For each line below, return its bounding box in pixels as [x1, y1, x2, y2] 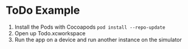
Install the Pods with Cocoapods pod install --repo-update [14, 23, 165, 30]
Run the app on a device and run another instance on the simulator [14, 36, 182, 43]
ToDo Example [5, 4, 80, 17]
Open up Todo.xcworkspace [14, 29, 86, 36]
